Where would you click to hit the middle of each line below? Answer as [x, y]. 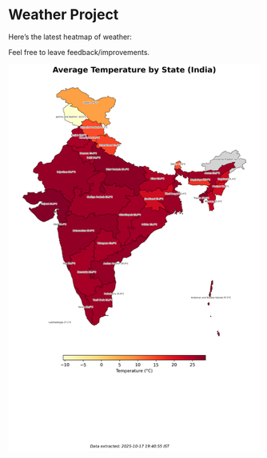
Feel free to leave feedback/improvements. [79, 52]
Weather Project [64, 15]
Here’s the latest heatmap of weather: [70, 37]
